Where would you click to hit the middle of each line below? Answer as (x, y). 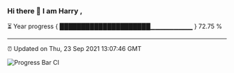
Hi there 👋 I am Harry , (45, 11)
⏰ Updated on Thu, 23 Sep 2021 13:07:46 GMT (75, 49)
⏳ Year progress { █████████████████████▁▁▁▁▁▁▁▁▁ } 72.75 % (115, 26)
